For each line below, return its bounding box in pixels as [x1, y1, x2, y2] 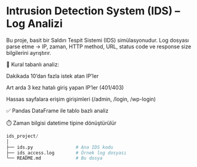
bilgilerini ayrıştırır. [6, 49, 52, 56]
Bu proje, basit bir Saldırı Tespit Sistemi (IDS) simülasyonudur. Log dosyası [6, 36, 189, 44]
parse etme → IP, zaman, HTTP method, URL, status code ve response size [6, 43, 192, 50]
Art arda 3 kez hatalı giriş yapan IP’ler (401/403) [6, 83, 124, 91]
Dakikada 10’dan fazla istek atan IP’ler [6, 72, 99, 79]
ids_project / [6, 133, 39, 139]
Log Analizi [6, 17, 63, 30]
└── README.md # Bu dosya [6, 155, 103, 162]
